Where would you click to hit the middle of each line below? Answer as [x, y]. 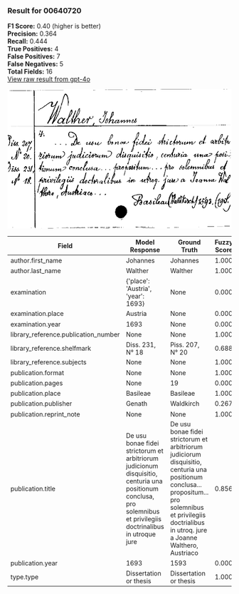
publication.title [33, 488]
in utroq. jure [189, 531]
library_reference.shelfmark [51, 349]
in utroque [141, 534]
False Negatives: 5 [36, 64]
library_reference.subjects [48, 362]
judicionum [142, 466]
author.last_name [36, 270]
